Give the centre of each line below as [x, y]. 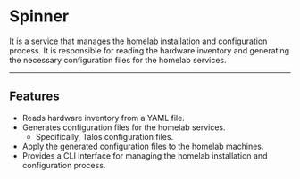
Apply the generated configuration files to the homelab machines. [143, 146]
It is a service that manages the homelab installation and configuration [138, 41]
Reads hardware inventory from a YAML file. [103, 118]
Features [34, 97]
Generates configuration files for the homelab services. [124, 127]
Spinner [39, 16]
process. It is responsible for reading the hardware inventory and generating [150, 50]
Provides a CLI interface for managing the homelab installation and [145, 155]
